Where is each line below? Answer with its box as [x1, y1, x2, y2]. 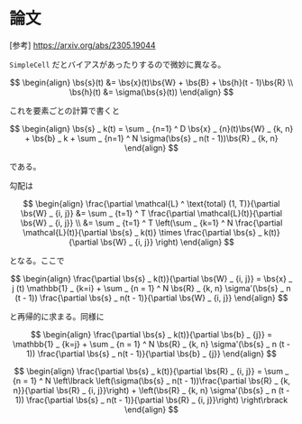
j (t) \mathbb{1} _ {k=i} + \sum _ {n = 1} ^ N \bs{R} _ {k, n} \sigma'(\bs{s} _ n [12, 282, 291, 293]
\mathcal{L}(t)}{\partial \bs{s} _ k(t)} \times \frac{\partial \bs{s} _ [22, 226, 262, 237]
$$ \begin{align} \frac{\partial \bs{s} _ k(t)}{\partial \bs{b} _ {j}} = [30, 328, 273, 339]
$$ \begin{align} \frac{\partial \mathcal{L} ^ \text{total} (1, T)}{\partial [23, 198, 280, 208]
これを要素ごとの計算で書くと [9, 105, 120, 115]
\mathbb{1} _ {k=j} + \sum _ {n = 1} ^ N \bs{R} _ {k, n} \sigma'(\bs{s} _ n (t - [12, 338, 291, 349]
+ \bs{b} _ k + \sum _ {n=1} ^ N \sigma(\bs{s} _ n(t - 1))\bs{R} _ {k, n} [24, 133, 279, 143]
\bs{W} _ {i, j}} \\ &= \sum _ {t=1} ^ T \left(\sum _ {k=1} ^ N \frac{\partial [20, 217, 283, 228]
